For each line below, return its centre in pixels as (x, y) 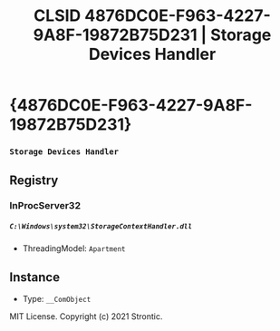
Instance (35, 277)
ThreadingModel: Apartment (74, 248)
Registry (34, 180)
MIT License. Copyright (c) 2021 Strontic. (86, 316)
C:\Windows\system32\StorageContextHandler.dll (101, 227)
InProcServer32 (45, 206)
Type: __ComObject (57, 299)
